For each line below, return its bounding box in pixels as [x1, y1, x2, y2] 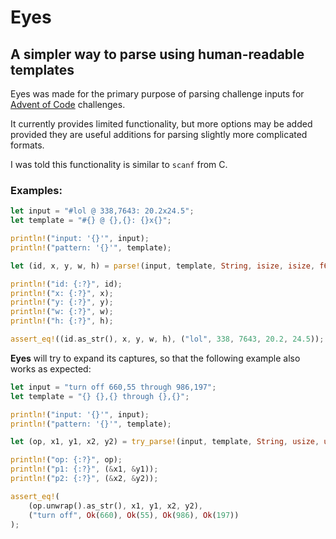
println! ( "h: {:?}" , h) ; [10, 316, 114, 326]
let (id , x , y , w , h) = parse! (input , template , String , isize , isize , [10, 261, 316, 271]
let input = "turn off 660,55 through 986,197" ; [10, 382, 217, 392]
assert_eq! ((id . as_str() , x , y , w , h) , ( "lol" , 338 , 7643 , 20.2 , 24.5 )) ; [10, 334, 325, 345]
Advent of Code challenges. [10, 99, 126, 110]
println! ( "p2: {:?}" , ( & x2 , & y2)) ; [10, 474, 159, 484]
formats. [10, 139, 45, 151]
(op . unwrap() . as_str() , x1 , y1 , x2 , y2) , [28, 501, 203, 511]
